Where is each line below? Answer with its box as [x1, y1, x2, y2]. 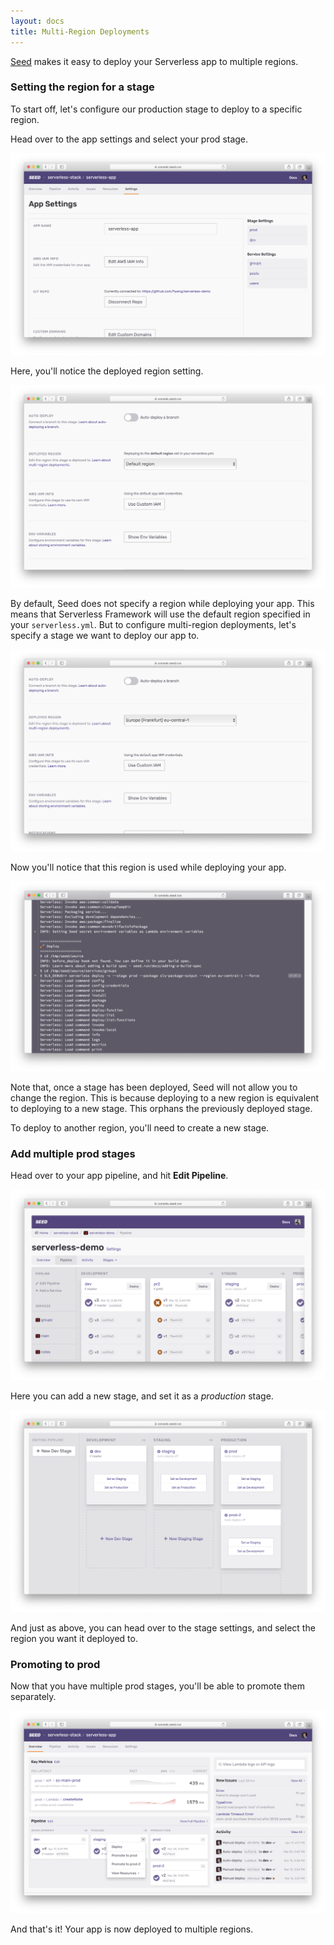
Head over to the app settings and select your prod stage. [10, 133, 249, 145]
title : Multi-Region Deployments [10, 26, 150, 37]
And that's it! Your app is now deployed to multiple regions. [10, 1923, 254, 1935]
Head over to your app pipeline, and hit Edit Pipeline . [10, 1170, 229, 1182]
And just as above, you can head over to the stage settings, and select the [10, 1621, 316, 1634]
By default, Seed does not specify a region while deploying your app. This [10, 597, 315, 609]
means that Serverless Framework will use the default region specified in [10, 608, 311, 620]
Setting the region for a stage [10, 80, 155, 94]
